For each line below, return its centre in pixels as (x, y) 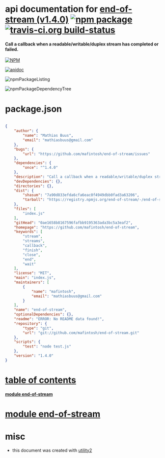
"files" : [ (25, 209)
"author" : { (26, 131)
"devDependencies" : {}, (38, 181)
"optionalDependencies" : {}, (44, 314)
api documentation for (52, 9)
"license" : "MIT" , (33, 273)
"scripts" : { (27, 342)
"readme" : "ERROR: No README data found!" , (59, 319)
